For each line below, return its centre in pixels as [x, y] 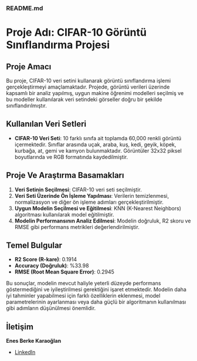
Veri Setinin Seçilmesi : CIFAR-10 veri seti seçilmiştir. [78, 190]
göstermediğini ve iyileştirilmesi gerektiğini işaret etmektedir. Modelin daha [96, 289]
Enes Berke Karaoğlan [34, 341]
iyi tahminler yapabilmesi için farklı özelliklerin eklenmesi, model [83, 296]
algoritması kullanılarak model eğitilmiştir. [64, 214]
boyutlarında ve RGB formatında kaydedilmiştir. [71, 157]
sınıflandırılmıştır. [26, 105]
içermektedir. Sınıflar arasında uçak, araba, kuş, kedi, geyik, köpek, [95, 144]
